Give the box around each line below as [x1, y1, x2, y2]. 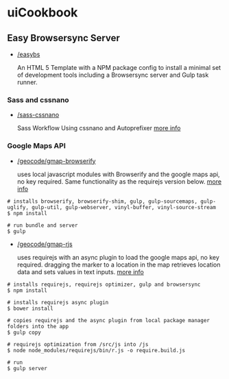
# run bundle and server [7, 221, 78, 229]
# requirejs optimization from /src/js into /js [7, 341, 149, 347]
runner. [16, 78, 38, 86]
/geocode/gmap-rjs [16, 240, 73, 248]
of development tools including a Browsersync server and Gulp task [16, 71, 209, 79]
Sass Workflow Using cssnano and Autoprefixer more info [16, 124, 181, 132]
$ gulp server [7, 365, 48, 371]
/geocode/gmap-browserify [16, 156, 96, 165]
